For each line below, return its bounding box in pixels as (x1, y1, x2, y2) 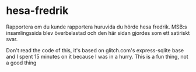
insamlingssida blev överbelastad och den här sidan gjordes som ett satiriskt (6, 29, 190, 36)
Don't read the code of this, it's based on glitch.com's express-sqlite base (6, 46, 184, 53)
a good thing (6, 59, 37, 66)
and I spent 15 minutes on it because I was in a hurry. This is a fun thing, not (6, 53, 188, 60)
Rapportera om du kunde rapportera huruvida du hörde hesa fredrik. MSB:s (6, 23, 187, 30)
